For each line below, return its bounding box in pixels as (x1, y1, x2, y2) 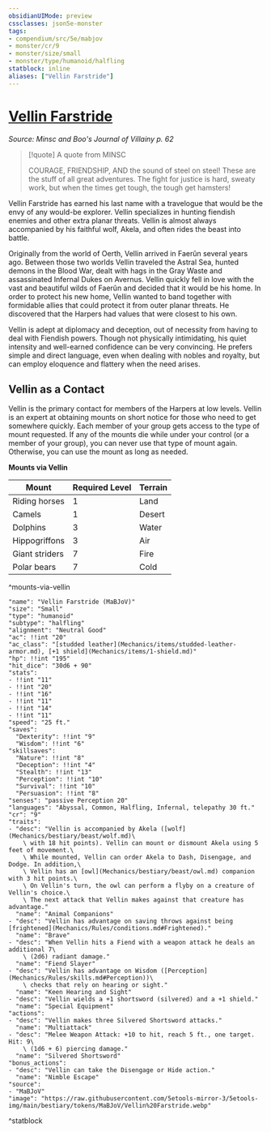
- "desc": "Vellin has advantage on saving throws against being (8, 917, 233, 925)
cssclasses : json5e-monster (8, 19, 104, 28)
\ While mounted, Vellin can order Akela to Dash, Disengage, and (23, 853, 252, 862)
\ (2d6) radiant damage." (23, 953, 111, 961)
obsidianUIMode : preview (8, 11, 92, 20)
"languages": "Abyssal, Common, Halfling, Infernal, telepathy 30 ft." (8, 804, 255, 812)
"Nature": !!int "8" (15, 754, 85, 762)
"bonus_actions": (8, 1059, 67, 1067)
